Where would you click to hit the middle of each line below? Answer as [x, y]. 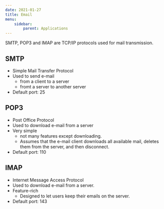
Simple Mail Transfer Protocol [43, 70]
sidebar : [23, 24]
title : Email [19, 15]
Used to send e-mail [33, 76]
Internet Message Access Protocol [48, 180]
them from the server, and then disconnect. [64, 147]
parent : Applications [46, 29]
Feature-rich [25, 190]
